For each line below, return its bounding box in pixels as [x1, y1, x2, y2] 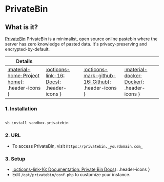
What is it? [5, 23, 38, 31]
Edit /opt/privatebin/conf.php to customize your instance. [12, 171, 131, 177]
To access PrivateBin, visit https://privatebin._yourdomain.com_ [12, 143, 143, 149]
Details [16, 58, 33, 65]
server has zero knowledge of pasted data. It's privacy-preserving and [5, 41, 147, 47]
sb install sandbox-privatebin [5, 121, 69, 126]
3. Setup [5, 155, 25, 162]
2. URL [5, 132, 21, 139]
